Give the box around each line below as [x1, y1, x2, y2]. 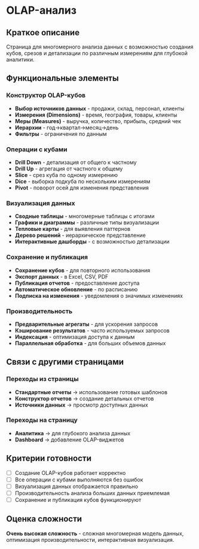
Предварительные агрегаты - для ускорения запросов [14, 321, 158, 328]
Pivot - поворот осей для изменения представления [14, 184, 149, 191]
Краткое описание [6, 28, 79, 38]
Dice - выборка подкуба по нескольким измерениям [14, 178, 151, 185]
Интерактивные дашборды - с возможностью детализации [14, 238, 170, 245]
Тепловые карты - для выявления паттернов [14, 225, 131, 233]
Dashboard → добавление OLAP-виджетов [14, 436, 124, 443]
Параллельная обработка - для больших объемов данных [14, 339, 166, 347]
